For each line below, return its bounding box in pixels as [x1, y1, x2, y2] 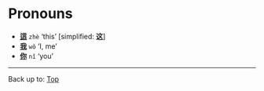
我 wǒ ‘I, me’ [19, 41, 57, 51]
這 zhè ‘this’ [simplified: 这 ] [19, 31, 106, 41]
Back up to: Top [8, 74, 60, 83]
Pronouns [8, 5, 73, 23]
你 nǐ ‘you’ [19, 51, 53, 60]
